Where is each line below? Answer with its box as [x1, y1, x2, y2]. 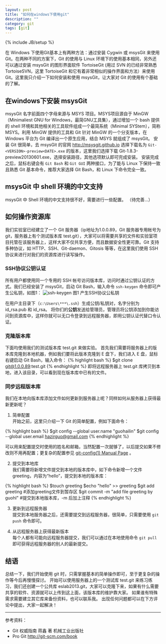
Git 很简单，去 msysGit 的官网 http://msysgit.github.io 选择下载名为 [10, 142, 147, 147]
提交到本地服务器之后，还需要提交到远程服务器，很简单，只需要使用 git [12, 512, 159, 518]
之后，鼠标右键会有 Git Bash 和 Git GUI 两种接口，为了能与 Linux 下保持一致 [5, 160, 161, 166]
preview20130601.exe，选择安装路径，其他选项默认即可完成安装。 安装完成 [5, 154, 159, 160]
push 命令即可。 [12, 518, 44, 524]
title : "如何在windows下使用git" [5, 12, 70, 17]
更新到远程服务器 [12, 505, 47, 511]
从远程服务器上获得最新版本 [12, 528, 69, 534]
